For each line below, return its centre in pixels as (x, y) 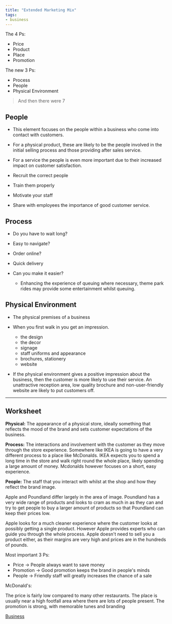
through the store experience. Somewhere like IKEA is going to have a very (84, 450)
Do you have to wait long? (40, 234)
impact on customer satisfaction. (47, 166)
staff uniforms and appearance (53, 353)
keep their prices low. (28, 513)
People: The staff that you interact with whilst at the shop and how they (81, 481)
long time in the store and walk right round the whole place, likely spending (84, 461)
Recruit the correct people (40, 176)
